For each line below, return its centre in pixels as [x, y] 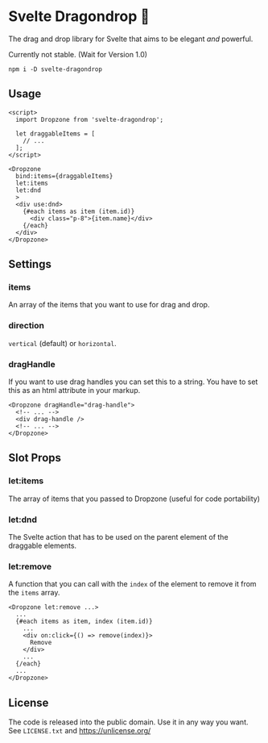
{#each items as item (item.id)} [79, 211]
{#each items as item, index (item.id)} [84, 622]
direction [27, 326]
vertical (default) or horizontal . [62, 343]
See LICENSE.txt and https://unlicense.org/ [80, 731]
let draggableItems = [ [55, 134]
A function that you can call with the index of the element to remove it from [132, 584]
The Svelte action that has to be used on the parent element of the [118, 537]
